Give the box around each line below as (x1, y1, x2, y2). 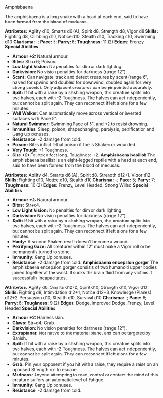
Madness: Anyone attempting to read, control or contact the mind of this (12, 372, 158, 377)
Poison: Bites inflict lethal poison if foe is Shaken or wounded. (12, 142, 137, 147)
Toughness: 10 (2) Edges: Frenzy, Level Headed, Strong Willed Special (5, 182, 148, 188)
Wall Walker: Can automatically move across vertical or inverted (12, 111, 141, 116)
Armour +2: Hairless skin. (12, 315, 64, 320)
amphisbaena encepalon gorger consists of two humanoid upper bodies (12, 265, 157, 270)
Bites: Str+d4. (12, 202, 40, 208)
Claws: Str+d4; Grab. (12, 320, 55, 326)
